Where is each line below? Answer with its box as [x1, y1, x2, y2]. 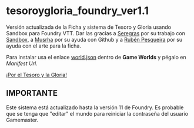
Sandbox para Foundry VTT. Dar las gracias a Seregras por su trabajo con [6, 29, 186, 36]
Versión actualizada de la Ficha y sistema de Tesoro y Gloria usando [6, 23, 172, 31]
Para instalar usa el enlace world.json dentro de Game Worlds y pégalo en [6, 53, 186, 60]
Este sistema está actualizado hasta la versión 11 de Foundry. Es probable [6, 104, 184, 111]
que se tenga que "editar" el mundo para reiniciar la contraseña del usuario [6, 110, 189, 117]
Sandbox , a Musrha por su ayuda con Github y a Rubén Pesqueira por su [6, 36, 183, 43]
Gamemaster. [6, 116, 39, 123]
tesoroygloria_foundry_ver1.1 [6, 4, 149, 18]
